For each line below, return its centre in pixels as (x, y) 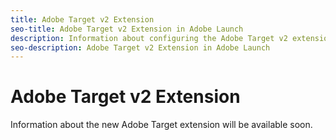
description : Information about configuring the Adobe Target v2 (149, 38)
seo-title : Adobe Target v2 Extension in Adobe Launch (127, 29)
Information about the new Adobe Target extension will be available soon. (161, 125)
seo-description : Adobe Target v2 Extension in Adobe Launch (140, 47)
